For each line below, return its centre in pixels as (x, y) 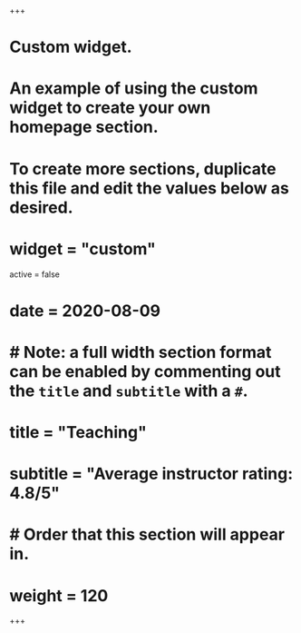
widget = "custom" (83, 248)
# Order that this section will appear (147, 534)
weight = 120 (59, 595)
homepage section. (84, 127)
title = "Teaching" (78, 433)
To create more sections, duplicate (143, 168)
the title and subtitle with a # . (129, 391)
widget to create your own (110, 108)
